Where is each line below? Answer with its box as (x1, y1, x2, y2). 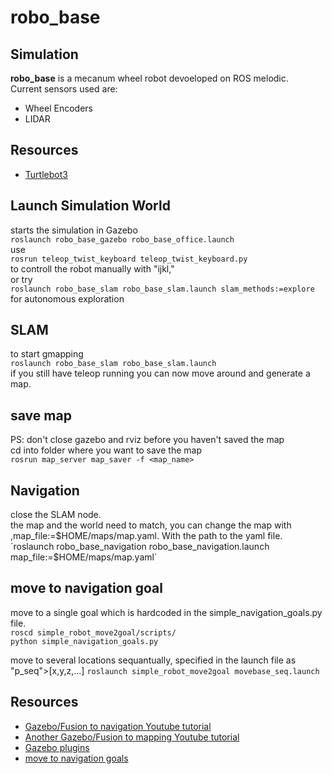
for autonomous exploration (10, 292, 125, 305)
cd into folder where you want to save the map (10, 444, 202, 456)
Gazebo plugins (24, 741, 90, 753)
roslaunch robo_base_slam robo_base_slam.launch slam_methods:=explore (10, 284, 315, 294)
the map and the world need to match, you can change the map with (10, 519, 292, 531)
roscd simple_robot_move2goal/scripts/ (10, 627, 177, 638)
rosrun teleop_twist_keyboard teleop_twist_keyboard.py (10, 254, 248, 264)
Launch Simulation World (10, 197, 171, 215)
